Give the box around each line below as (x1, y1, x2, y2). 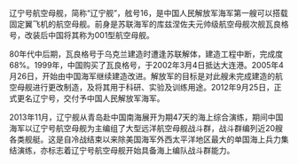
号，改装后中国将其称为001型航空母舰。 (9, 30, 155, 40)
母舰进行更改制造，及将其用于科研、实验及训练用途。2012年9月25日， (16, 82, 275, 92)
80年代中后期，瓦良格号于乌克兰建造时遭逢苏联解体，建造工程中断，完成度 (9, 49, 284, 59)
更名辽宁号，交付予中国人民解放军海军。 (16, 93, 165, 104)
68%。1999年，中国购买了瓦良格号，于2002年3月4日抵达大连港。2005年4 (9, 60, 284, 70)
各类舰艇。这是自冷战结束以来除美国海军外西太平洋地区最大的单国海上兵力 (9, 134, 281, 144)
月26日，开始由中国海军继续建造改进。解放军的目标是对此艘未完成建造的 (9, 71, 276, 82)
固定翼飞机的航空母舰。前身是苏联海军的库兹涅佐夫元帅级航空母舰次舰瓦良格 (9, 19, 289, 29)
